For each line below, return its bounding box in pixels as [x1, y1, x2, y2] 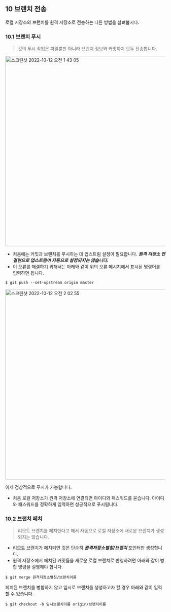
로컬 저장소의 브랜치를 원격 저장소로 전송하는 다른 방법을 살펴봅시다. [5, 19, 140, 25]
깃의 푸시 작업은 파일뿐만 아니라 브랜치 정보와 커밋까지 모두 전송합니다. [17, 46, 157, 52]
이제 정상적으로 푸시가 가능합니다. [5, 484, 72, 490]
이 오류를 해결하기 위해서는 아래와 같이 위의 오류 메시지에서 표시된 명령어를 [12, 264, 161, 270]
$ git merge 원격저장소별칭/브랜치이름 [5, 575, 77, 580]
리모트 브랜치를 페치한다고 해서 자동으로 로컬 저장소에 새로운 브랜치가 [17, 528, 155, 534]
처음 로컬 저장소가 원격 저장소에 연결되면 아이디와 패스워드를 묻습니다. [12, 495, 151, 501]
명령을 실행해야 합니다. [18, 564, 63, 570]
